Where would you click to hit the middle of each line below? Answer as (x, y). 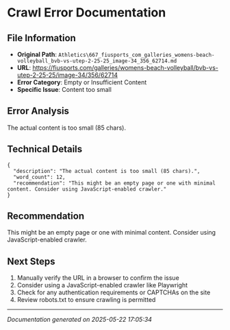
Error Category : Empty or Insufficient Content (82, 82)
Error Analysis (38, 111)
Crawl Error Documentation (87, 13)
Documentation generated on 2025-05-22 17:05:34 (80, 320)
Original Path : (37, 54)
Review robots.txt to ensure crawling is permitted (86, 300)
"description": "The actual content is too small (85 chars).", (107, 171)
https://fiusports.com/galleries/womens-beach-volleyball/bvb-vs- (126, 68)
